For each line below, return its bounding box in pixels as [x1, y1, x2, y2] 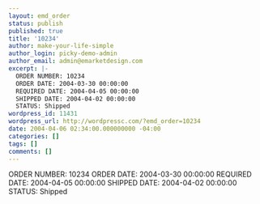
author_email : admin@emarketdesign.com [8, 57, 143, 66]
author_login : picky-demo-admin [8, 49, 117, 57]
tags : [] [8, 139, 38, 148]
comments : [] [8, 147, 53, 155]
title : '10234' [8, 34, 60, 43]
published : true [8, 27, 63, 35]
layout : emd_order [8, 11, 70, 20]
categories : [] [8, 132, 60, 140]
